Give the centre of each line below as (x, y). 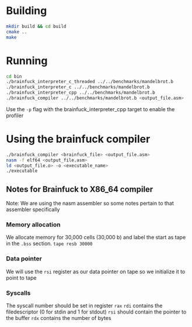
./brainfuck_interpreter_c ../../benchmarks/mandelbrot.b (78, 87)
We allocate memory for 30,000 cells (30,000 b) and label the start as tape (96, 237)
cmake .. (17, 32)
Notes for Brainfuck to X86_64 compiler (80, 189)
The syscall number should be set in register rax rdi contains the (84, 306)
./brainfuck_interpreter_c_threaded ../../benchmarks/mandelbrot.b (90, 82)
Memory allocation (33, 225)
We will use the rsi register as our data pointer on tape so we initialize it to (96, 271)
